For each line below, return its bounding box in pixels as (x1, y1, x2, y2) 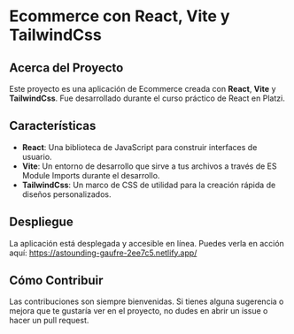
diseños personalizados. (21, 188, 112, 200)
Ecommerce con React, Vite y (9, 6, 230, 27)
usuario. (21, 151, 52, 162)
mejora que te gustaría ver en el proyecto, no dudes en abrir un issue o (9, 306, 268, 316)
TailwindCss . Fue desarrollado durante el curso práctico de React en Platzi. (9, 93, 285, 103)
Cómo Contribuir (9, 273, 104, 288)
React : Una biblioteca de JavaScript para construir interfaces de (21, 141, 258, 152)
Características (9, 118, 97, 133)
